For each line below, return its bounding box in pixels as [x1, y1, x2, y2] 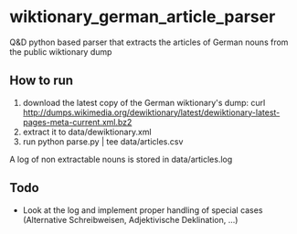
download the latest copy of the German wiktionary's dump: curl [22, 97, 266, 108]
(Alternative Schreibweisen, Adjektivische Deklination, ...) [22, 214, 239, 225]
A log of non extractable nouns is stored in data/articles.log [9, 154, 233, 165]
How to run [9, 73, 74, 89]
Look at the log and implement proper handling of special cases [22, 204, 263, 216]
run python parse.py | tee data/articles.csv [22, 135, 184, 147]
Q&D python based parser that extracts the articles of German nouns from [9, 37, 289, 48]
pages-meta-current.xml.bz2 [22, 116, 133, 127]
